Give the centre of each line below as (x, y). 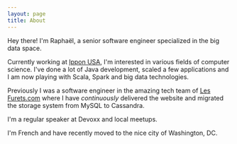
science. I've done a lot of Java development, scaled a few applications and (118, 69)
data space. (25, 48)
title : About (27, 20)
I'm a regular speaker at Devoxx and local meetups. (82, 119)
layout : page (27, 14)
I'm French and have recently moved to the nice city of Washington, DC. (112, 133)
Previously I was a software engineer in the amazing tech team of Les (109, 90)
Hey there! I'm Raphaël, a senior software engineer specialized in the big (114, 40)
